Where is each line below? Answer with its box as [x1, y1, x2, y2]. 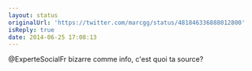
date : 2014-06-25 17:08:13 [8, 33, 97, 41]
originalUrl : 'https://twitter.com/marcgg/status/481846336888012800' [8, 19, 246, 27]
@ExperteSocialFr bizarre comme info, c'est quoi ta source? [8, 55, 204, 64]
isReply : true [8, 26, 55, 34]
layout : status [8, 11, 58, 20]
